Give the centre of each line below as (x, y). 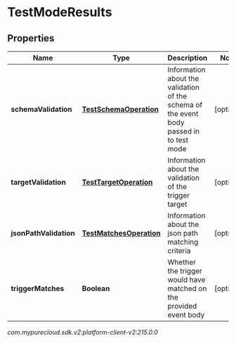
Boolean (96, 289)
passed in (184, 131)
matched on (187, 289)
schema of (185, 105)
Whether (182, 262)
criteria (179, 251)
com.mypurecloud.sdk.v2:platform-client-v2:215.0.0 (83, 332)
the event (183, 114)
